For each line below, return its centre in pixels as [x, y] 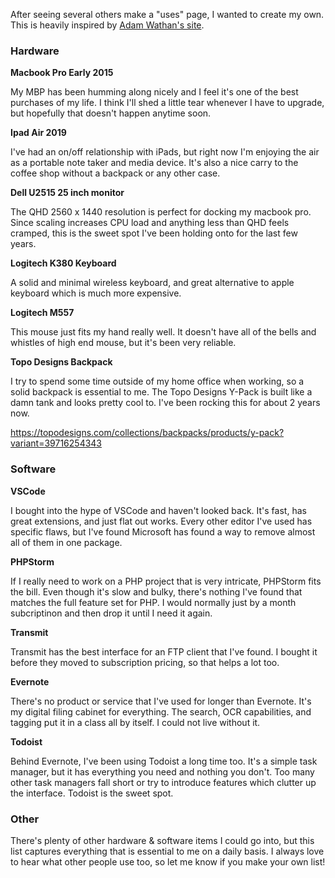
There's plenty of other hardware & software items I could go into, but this [162, 840]
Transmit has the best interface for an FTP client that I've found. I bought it [164, 651]
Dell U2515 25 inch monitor [67, 193]
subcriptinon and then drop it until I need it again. [111, 613]
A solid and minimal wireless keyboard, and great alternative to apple [152, 283]
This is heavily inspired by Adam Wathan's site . [107, 25]
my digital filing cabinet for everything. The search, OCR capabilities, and [161, 711]
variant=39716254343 [56, 443]
